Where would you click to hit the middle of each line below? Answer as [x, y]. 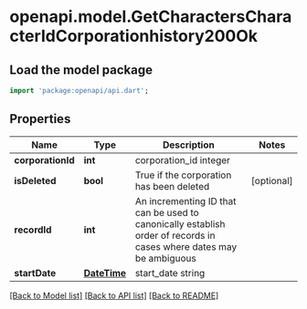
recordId [33, 230]
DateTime [105, 273]
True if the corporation [183, 175]
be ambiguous [165, 258]
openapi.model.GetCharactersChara [151, 17]
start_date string [170, 273]
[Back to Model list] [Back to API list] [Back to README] [114, 295]
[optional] [272, 180]
